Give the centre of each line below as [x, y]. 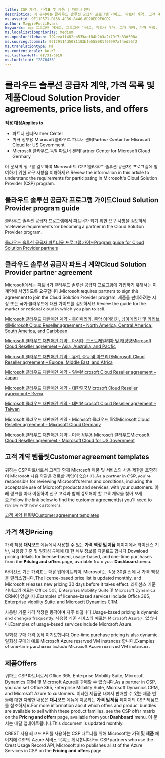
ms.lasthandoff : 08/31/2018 [34, 55]
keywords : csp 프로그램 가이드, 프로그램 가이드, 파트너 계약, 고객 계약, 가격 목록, [81, 28]
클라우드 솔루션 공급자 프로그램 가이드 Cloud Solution [82, 200]
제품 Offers [21, 663]
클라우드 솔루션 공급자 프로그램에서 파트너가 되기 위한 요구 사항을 [68, 221]
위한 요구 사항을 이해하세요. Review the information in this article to [84, 173]
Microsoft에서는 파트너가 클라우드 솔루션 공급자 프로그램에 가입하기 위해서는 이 [81, 285]
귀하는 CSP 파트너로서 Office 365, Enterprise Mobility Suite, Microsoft [75, 676]
